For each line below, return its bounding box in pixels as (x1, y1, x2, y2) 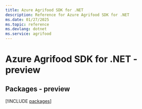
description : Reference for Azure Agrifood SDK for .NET (5, 12, 130, 17)
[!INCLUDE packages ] (5, 98, 52, 104)
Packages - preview (5, 84, 70, 93)
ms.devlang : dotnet (5, 27, 47, 32)
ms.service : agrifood (5, 31, 52, 36)
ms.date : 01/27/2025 (5, 17, 50, 22)
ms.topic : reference (5, 21, 50, 27)
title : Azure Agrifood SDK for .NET (5, 7, 84, 13)
